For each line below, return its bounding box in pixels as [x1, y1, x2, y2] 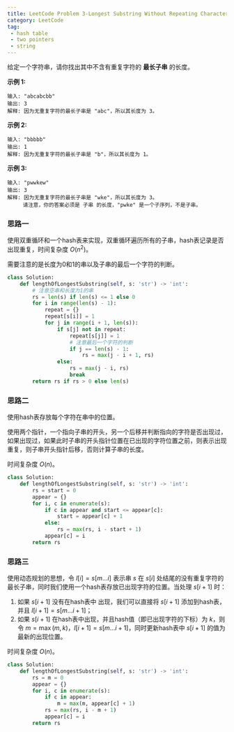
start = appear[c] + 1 [56, 513, 123, 520]
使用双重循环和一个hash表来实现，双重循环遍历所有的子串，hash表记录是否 [7, 236, 224, 244]
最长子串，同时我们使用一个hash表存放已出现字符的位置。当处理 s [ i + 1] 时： [7, 583, 226, 591]
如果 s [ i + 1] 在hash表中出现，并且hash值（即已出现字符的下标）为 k [17, 615, 213, 624]
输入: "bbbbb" [7, 136, 47, 143]
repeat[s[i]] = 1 [44, 313, 95, 320]
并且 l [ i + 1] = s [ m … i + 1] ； [17, 606, 93, 615]
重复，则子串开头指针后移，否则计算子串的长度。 [7, 445, 148, 454]
